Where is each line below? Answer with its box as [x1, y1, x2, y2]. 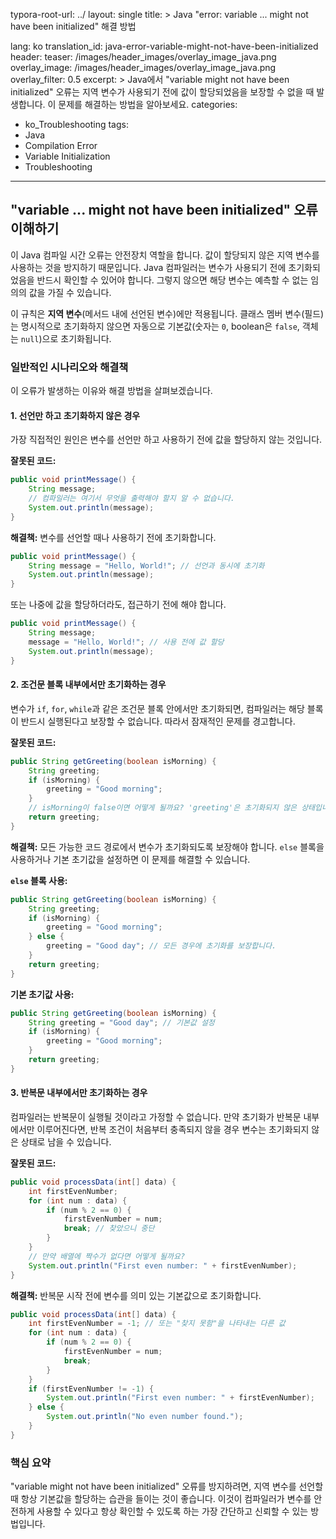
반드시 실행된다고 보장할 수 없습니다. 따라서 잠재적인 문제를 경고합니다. [20, 715, 296, 727]
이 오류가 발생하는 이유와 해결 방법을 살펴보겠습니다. [10, 385, 213, 397]
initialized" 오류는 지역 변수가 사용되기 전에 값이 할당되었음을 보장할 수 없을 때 [10, 86, 315, 98]
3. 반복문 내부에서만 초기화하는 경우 [10, 1087, 148, 1099]
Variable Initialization [24, 150, 111, 162]
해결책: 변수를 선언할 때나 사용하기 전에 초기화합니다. [10, 531, 217, 543]
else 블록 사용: [10, 874, 68, 886]
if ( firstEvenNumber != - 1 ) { [28, 1384, 155, 1394]
